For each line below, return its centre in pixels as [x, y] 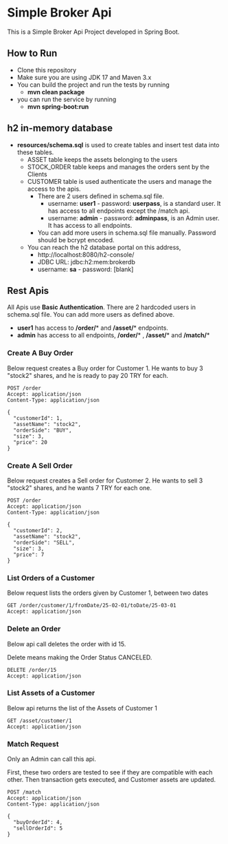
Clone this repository [47, 70]
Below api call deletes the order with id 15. [67, 644]
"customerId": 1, [38, 418]
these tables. [35, 152]
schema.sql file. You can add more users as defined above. [91, 315]
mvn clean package [56, 92]
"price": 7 [29, 555]
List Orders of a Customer [51, 578]
